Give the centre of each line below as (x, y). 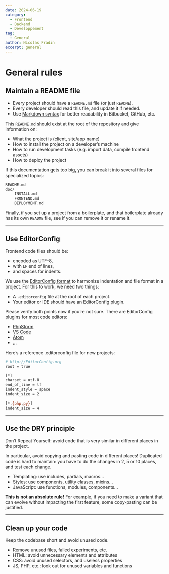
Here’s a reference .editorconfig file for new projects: (60, 352)
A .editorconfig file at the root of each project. (61, 296)
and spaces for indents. (37, 271)
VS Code (22, 332)
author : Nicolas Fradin (30, 43)
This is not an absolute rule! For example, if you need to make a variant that (84, 497)
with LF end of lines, (33, 266)
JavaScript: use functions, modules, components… (65, 487)
